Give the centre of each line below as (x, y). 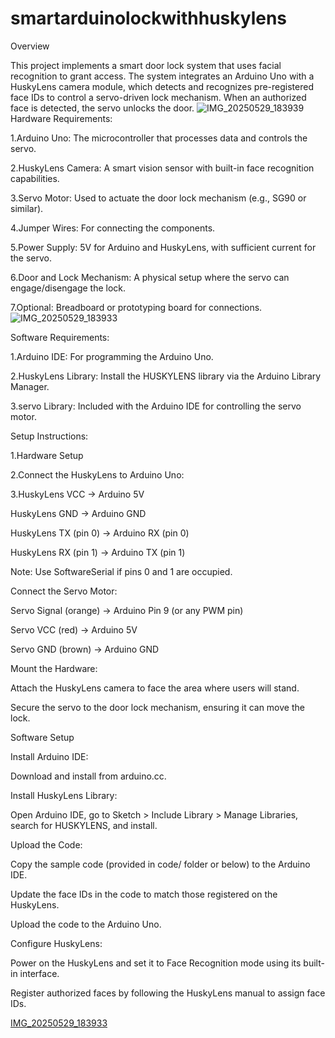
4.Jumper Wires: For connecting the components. (113, 228)
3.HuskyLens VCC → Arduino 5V (77, 494)
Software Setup (42, 737)
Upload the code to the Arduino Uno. (86, 924)
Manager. (30, 386)
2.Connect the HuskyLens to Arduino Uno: (97, 474)
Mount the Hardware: (54, 668)
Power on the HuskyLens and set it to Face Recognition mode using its (156, 963)
